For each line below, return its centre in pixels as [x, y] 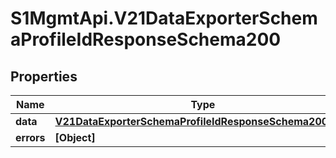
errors [30, 137]
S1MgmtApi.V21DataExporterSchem [164, 18]
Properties [44, 76]
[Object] [75, 137]
